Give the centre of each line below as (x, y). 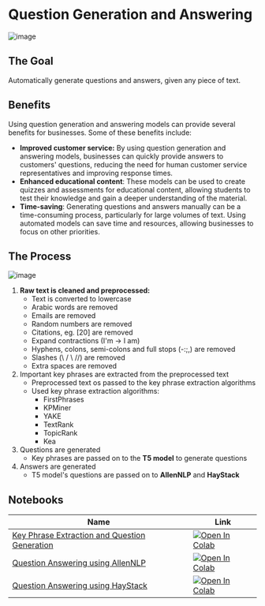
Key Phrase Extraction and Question (79, 536)
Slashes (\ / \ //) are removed (78, 357)
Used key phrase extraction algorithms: (95, 391)
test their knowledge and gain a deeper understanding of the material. (133, 198)
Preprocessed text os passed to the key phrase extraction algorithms (144, 383)
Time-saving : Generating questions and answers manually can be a (130, 206)
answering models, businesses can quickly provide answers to (121, 156)
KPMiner (57, 408)
